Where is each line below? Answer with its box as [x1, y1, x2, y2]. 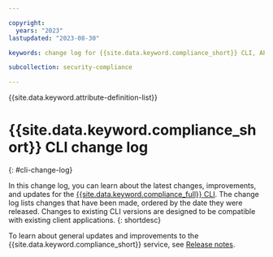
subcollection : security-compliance [8, 63, 132, 71]
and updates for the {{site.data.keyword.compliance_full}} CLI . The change [8, 190, 260, 199]
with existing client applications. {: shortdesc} [8, 216, 162, 225]
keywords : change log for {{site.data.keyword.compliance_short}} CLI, [8, 49, 256, 57]
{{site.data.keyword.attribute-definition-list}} [8, 92, 158, 102]
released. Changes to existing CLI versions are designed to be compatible [8, 207, 256, 216]
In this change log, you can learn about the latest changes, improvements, [8, 181, 257, 191]
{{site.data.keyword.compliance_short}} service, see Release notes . [8, 240, 236, 250]
